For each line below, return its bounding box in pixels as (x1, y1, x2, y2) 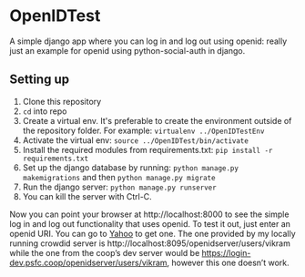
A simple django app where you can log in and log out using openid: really (9, 36, 288, 46)
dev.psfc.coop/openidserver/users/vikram (9, 257, 168, 268)
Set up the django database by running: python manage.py (22, 161, 239, 173)
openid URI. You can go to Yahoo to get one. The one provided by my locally (9, 228, 296, 239)
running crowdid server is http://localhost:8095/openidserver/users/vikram (9, 238, 291, 249)
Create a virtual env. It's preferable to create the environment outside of (22, 115, 292, 126)
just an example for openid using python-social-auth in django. (9, 45, 246, 56)
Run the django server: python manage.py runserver (22, 181, 217, 192)
